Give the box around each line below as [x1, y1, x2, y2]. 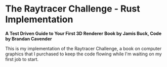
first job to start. [5, 56, 39, 62]
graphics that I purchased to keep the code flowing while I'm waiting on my [5, 51, 162, 57]
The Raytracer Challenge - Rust [5, 3, 140, 15]
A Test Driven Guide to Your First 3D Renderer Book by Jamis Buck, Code [5, 30, 162, 36]
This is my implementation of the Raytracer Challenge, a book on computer [5, 45, 162, 51]
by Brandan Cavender [5, 36, 52, 42]
